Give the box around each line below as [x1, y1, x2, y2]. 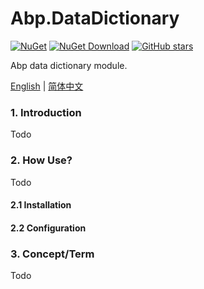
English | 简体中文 [10, 80, 84, 92]
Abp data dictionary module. [10, 59, 128, 71]
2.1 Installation [10, 199, 72, 211]
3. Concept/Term [10, 247, 95, 261]
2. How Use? [10, 153, 73, 167]
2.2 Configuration [10, 222, 87, 234]
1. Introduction [10, 105, 82, 119]
